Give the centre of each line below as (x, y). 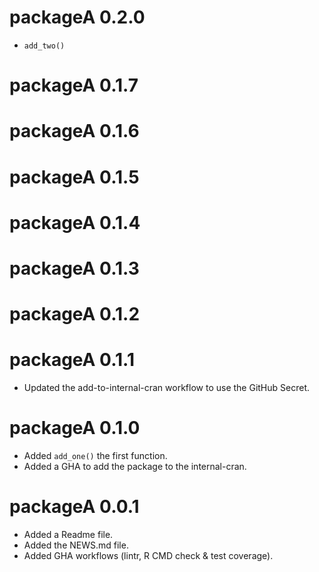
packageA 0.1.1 (72, 360)
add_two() (44, 46)
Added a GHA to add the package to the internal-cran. (135, 466)
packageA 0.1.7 (74, 85)
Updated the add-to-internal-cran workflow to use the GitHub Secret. (167, 387)
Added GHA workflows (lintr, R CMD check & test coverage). (148, 555)
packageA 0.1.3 (74, 268)
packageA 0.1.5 (74, 177)
